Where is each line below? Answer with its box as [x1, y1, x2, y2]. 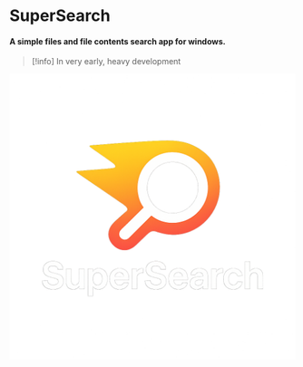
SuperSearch [9, 5, 111, 26]
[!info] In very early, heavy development [31, 56, 181, 67]
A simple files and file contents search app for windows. [9, 35, 226, 46]
